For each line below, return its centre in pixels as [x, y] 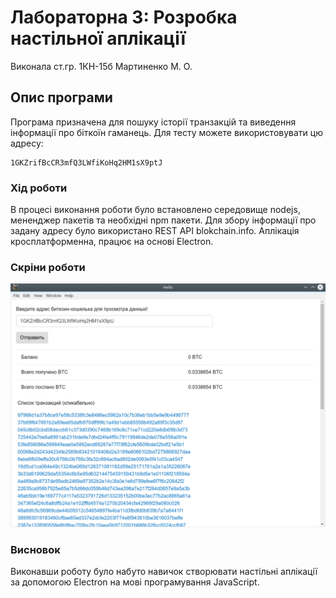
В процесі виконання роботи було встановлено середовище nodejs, [155, 210]
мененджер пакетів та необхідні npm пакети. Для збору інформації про [163, 220]
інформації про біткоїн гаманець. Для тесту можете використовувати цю [166, 132]
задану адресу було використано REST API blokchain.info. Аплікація [155, 231]
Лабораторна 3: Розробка [124, 17]
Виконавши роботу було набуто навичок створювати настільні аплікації [164, 572]
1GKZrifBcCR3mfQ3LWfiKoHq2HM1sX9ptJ [86, 162]
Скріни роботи [48, 267]
